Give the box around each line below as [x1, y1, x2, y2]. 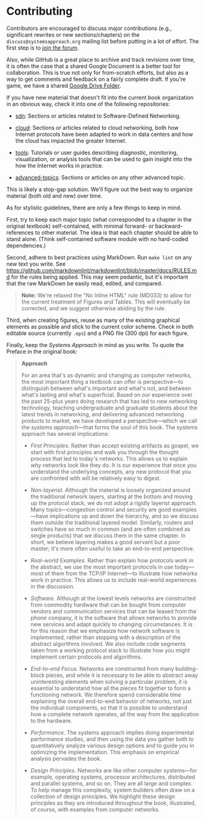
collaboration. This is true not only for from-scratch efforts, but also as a [6, 69, 188, 76]
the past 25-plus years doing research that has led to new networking [21, 397, 198, 405]
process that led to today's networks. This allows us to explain [30, 455, 188, 462]
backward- [155, 222, 183, 230]
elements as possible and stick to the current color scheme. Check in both [6, 323, 194, 330]
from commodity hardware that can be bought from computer [30, 601, 187, 608]
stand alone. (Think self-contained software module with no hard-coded [6, 235, 188, 242]
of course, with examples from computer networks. [30, 806, 160, 813]
